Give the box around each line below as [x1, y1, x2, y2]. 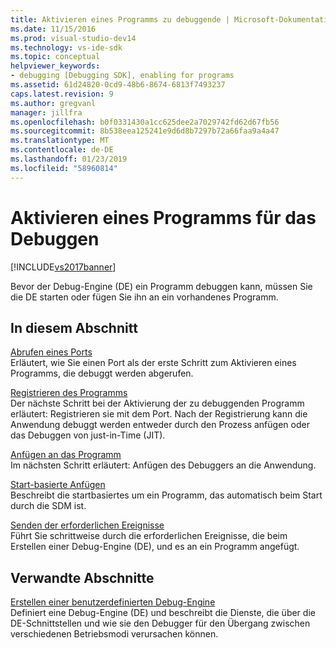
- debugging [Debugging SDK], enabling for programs [10, 71, 235, 81]
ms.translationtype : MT [10, 136, 110, 146]
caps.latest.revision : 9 [10, 89, 114, 99]
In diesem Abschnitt [10, 319, 138, 336]
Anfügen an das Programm [10, 449, 122, 461]
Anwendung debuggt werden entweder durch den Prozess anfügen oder [10, 419, 310, 431]
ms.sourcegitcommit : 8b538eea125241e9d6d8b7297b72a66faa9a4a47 [10, 126, 280, 136]
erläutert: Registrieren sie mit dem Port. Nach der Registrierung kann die [10, 408, 308, 420]
